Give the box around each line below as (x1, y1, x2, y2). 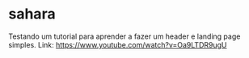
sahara (8, 5, 56, 23)
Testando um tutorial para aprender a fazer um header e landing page (8, 31, 241, 41)
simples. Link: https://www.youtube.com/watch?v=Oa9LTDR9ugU (8, 39, 227, 49)
